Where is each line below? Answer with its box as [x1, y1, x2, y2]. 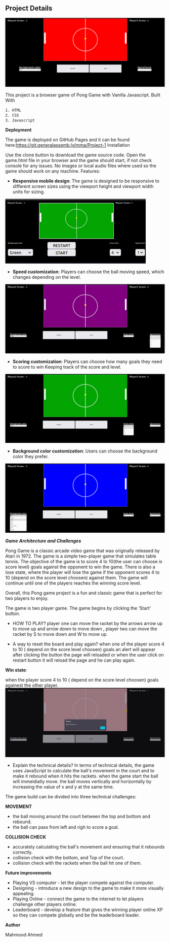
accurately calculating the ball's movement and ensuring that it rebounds [12, 843, 165, 850]
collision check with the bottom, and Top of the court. [12, 854, 124, 860]
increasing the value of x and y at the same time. [12, 784, 114, 790]
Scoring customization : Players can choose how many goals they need [12, 358, 162, 365]
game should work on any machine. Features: [5, 168, 100, 174]
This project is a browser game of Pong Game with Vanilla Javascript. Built [5, 92, 160, 98]
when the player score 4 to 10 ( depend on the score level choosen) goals [5, 677, 159, 683]
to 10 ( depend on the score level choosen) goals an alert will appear [12, 646, 156, 652]
